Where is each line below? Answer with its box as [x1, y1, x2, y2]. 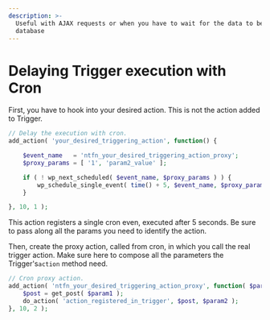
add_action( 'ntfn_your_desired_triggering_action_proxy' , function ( [8, 282, 247, 290]
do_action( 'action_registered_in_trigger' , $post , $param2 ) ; [22, 297, 239, 305]
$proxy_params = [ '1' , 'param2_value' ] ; [22, 159, 167, 167]
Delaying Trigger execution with [8, 61, 227, 80]
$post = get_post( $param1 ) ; [22, 289, 125, 298]
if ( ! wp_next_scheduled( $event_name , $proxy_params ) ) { [22, 173, 231, 181]
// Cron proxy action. [8, 275, 84, 283]
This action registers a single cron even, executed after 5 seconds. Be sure [8, 218, 256, 227]
